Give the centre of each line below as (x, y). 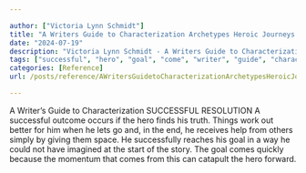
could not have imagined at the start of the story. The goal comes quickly (147, 149)
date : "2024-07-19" (46, 43)
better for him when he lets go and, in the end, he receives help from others (151, 129)
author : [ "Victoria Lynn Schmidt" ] (77, 25)
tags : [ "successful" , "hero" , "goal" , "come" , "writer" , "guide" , (138, 60)
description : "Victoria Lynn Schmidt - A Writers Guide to (124, 51)
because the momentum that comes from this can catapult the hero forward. (153, 158)
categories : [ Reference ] (56, 68)
